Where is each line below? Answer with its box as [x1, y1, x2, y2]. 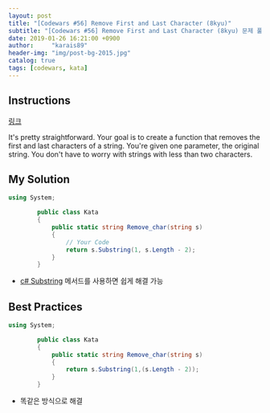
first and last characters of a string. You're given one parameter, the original [8, 141, 260, 150]
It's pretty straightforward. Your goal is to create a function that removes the [8, 132, 261, 141]
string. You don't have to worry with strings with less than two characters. [8, 149, 253, 159]
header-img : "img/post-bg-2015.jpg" [8, 49, 131, 57]
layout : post [8, 11, 52, 20]
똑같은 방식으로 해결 [19, 396, 83, 406]
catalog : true [8, 57, 56, 65]
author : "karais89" [8, 42, 88, 50]
